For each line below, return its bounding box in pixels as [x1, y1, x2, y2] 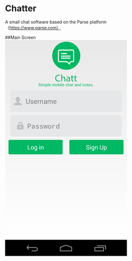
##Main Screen [5, 35, 36, 40]
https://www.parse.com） [9, 25, 61, 31]
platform [89, 19, 107, 25]
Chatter [5, 3, 37, 14]
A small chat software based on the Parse [5, 19, 89, 25]
